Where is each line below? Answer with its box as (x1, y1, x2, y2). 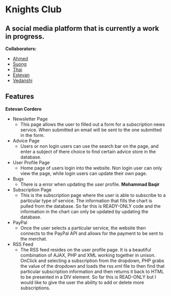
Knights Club (5, 4, 62, 15)
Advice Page (12, 137, 40, 144)
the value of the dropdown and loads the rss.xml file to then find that (20, 263, 165, 269)
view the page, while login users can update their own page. (20, 170, 148, 176)
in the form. (20, 132, 45, 138)
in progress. (5, 32, 45, 41)
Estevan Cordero (5, 106, 42, 112)
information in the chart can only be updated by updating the (20, 208, 149, 214)
